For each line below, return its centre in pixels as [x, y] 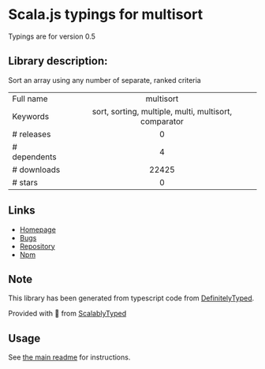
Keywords [31, 116]
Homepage [38, 229]
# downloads [36, 170]
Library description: [58, 61]
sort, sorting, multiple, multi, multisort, [162, 111]
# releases [32, 134]
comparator [162, 121]
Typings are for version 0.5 [52, 36]
